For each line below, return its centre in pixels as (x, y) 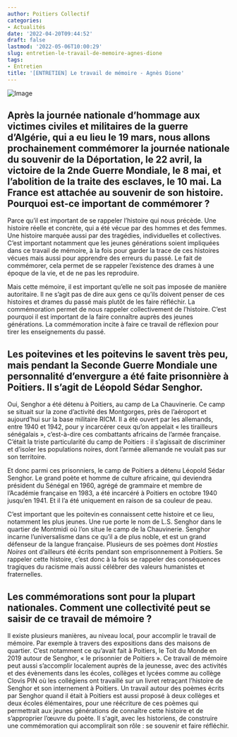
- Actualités (26, 27)
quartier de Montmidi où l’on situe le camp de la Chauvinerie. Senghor (109, 529)
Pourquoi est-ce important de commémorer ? (109, 203)
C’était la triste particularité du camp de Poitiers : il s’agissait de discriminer (116, 442)
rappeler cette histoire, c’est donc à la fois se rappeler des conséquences (114, 560)
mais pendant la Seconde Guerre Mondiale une (112, 365)
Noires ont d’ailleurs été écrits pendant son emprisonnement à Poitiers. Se (115, 552)
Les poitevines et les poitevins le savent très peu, (118, 354)
